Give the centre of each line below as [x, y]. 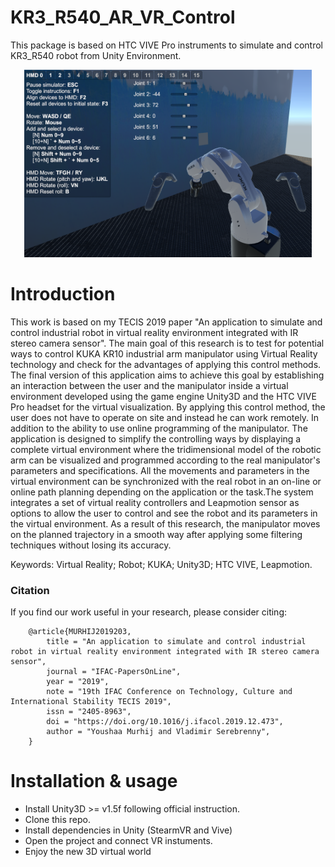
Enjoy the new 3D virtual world [88, 852]
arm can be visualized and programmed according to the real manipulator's [165, 460]
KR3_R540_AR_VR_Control [123, 17]
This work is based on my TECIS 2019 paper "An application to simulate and [166, 322]
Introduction [63, 294]
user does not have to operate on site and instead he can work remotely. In [165, 417]
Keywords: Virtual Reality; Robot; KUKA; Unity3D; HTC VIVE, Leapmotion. [161, 564]
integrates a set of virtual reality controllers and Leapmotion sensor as [155, 502]
